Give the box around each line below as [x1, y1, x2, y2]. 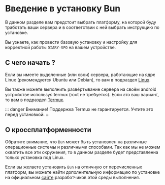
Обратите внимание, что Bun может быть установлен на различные [5, 138, 147, 145]
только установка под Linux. [5, 154, 65, 160]
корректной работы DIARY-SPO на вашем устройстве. [5, 44, 116, 50]
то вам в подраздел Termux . [5, 97, 65, 103]
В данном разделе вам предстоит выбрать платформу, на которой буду [5, 19, 157, 25]
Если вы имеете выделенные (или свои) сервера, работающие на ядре [5, 72, 156, 78]
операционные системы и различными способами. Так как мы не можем [5, 144, 161, 150]
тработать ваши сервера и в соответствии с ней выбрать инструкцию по [5, 24, 160, 30]
